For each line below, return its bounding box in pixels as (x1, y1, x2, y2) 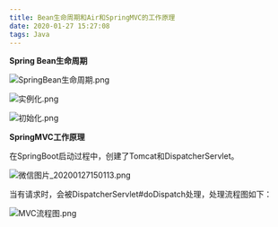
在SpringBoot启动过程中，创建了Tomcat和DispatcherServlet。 (9, 151, 239, 162)
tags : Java (9, 30, 50, 39)
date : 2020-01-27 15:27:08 (9, 22, 110, 31)
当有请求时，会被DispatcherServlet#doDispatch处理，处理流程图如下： (9, 189, 273, 200)
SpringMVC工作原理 (9, 132, 85, 143)
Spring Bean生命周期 (9, 56, 88, 66)
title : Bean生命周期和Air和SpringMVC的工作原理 (9, 13, 176, 22)
